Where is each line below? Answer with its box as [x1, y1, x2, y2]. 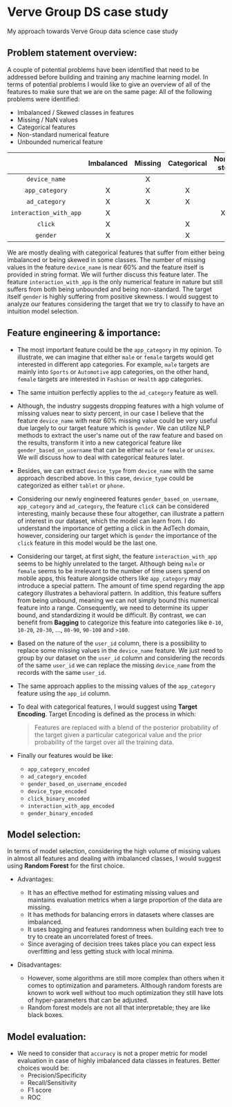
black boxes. [27, 1011, 64, 1019]
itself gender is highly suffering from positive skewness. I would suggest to [7, 292, 219, 301]
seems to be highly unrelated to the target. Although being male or [17, 559, 205, 568]
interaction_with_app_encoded [27, 803, 115, 810]
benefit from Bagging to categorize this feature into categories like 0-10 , [17, 618, 223, 626]
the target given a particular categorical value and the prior [34, 730, 202, 738]
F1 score [27, 1086, 52, 1095]
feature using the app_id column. [17, 689, 111, 697]
